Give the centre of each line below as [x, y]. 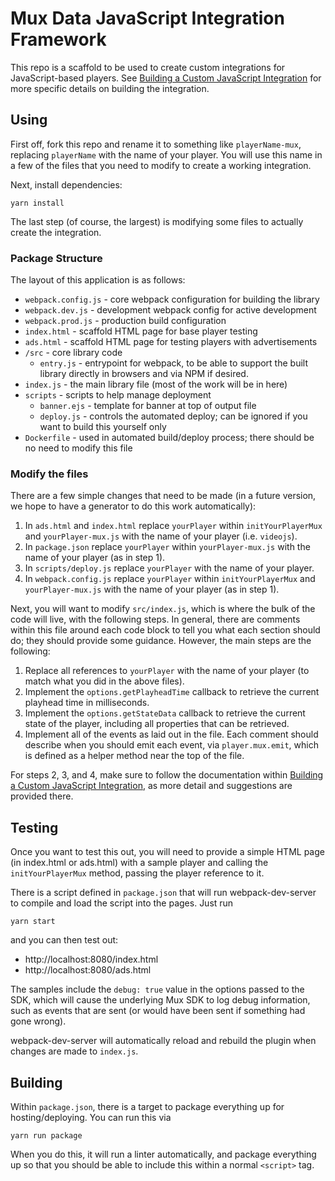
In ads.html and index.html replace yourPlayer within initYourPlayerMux [173, 526]
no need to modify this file [78, 448]
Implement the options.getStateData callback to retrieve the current [165, 713]
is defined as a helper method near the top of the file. [134, 756]
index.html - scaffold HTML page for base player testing [141, 331]
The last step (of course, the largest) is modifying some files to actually [157, 221]
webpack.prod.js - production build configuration [125, 321]
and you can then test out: [64, 940]
